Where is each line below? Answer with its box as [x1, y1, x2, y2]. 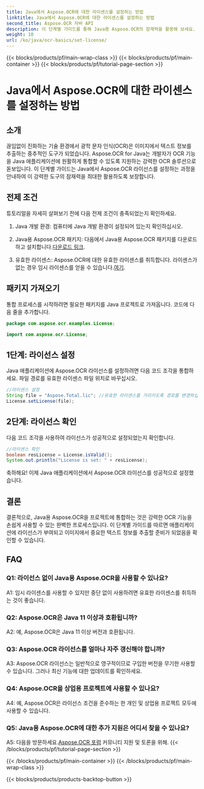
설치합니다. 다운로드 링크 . [26, 243, 86, 250]
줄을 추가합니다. [12, 308, 50, 316]
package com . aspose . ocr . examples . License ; [6, 320, 115, 327]
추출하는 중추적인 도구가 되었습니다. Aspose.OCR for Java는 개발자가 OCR [6, 150, 185, 157]
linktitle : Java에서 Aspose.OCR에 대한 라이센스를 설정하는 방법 [6, 15, 155, 21]
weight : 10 [6, 32, 34, 38]
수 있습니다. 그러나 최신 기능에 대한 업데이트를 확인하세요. [6, 668, 143, 675]
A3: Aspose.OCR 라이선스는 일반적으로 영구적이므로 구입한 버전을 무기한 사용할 [6, 660, 195, 667]
